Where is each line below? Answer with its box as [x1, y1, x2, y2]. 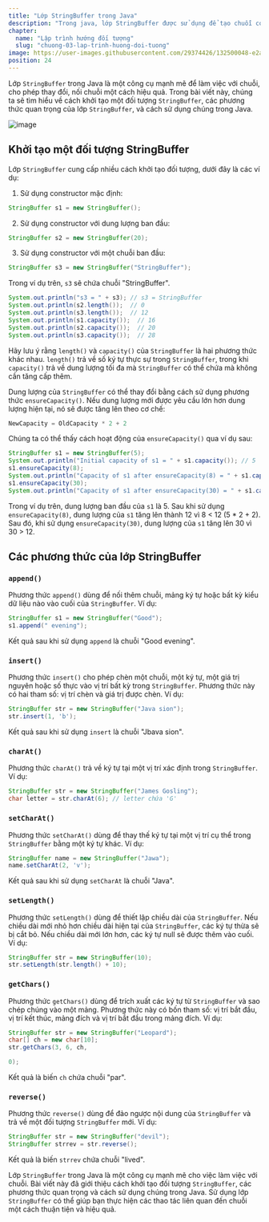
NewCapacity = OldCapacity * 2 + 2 [8, 419, 127, 428]
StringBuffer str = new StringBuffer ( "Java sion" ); [8, 705, 184, 713]
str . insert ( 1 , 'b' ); [8, 712, 78, 721]
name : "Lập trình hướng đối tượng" [15, 34, 134, 43]
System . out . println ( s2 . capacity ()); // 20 [8, 323, 156, 331]
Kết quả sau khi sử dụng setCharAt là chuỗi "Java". [8, 876, 175, 886]
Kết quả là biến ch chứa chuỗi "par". [8, 1073, 126, 1082]
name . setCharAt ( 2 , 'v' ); [8, 862, 91, 870]
